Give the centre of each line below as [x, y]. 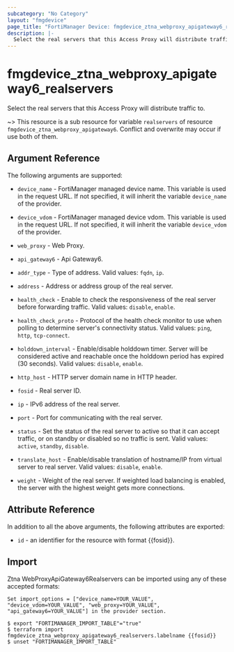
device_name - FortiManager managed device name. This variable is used [122, 188]
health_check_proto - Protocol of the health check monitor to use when [119, 320]
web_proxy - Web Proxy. [51, 245]
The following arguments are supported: [65, 175]
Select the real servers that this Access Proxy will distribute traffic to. [106, 108]
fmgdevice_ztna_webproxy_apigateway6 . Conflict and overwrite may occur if [114, 129]
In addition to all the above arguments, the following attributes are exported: [116, 526]
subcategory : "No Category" [48, 14]
